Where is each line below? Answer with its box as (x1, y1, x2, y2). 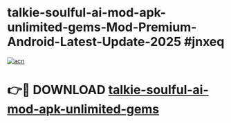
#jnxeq (183, 34, 225, 49)
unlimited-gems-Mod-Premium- (7, 19, 197, 35)
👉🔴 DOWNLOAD (7, 82, 106, 98)
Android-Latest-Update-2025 (7, 34, 182, 49)
